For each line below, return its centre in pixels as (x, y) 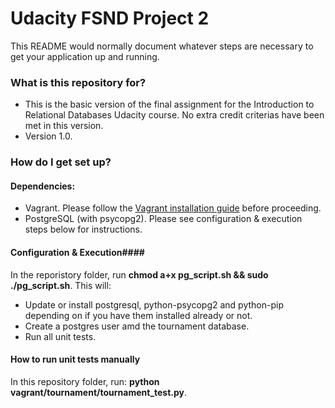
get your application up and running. (85, 56)
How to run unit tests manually (75, 359)
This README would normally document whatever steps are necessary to (162, 46)
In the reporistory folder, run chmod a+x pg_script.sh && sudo (139, 274)
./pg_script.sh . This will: (61, 285)
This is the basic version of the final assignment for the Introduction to (169, 104)
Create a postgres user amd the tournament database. (137, 326)
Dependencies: (43, 186)
